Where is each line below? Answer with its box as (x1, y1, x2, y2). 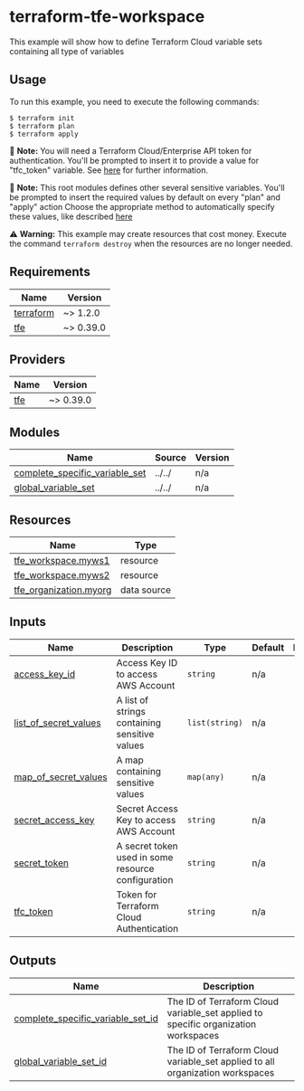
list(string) (186, 717, 243, 727)
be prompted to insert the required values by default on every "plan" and (9, 192, 280, 203)
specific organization (166, 1018, 257, 1030)
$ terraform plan (9, 121, 75, 130)
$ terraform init (9, 113, 75, 123)
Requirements (9, 264, 90, 280)
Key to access (116, 813, 176, 826)
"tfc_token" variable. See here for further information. (9, 165, 208, 176)
